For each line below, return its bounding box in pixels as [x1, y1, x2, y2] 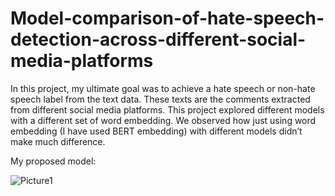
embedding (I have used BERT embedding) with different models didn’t [10, 125, 303, 137]
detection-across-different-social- [10, 28, 307, 51]
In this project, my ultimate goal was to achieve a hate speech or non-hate [10, 82, 316, 94]
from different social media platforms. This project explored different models [10, 103, 325, 116]
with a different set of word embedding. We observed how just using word [10, 114, 317, 126]
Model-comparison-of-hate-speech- [10, 7, 325, 30]
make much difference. [10, 135, 106, 147]
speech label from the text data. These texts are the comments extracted [10, 93, 311, 105]
